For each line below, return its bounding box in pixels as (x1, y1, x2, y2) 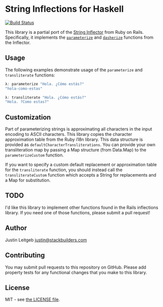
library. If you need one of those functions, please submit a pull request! (5, 209, 150, 215)
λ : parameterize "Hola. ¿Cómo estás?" (5, 81, 84, 86)
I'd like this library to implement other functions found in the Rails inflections (5, 205, 159, 210)
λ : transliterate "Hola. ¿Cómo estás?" (5, 95, 87, 100)
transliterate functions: (5, 72, 55, 78)
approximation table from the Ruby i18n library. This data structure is (5, 136, 143, 143)
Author (5, 224, 27, 232)
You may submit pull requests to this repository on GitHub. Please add (5, 264, 146, 270)
